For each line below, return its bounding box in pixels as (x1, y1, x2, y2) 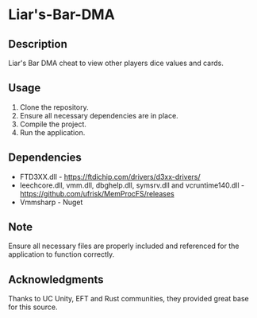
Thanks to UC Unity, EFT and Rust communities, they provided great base (8, 294, 250, 304)
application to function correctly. (8, 250, 115, 259)
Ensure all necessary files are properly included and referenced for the (8, 241, 240, 251)
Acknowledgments (8, 273, 105, 286)
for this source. (8, 302, 58, 312)
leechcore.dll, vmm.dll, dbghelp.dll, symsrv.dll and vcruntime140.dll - (19, 180, 244, 190)
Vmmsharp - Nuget (19, 197, 83, 207)
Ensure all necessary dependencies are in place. (19, 111, 178, 120)
